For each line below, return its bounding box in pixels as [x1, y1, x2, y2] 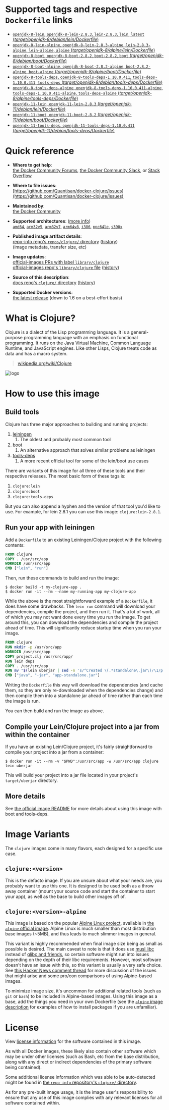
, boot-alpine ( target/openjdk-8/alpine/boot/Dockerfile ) [26, 68, 142, 74]
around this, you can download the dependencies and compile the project [5, 619, 158, 625]
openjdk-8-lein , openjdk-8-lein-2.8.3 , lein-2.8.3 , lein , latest [12, 31, 145, 37]
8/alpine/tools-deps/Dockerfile [12, 95, 77, 101]
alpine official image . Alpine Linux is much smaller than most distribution [5, 925, 156, 932]
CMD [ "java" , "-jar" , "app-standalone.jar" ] [5, 673, 100, 678]
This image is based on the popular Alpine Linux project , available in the [5, 920, 154, 926]
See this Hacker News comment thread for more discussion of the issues [5, 968, 157, 974]
